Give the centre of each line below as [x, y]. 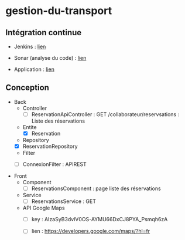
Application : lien [34, 69]
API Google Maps [44, 208]
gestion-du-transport [59, 11]
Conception [27, 88]
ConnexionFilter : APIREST [55, 164]
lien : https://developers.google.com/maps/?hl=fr [91, 231]
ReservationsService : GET [64, 201]
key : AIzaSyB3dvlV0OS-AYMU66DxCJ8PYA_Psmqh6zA [100, 219]
